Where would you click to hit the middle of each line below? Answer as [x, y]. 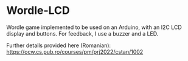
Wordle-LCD [38, 11]
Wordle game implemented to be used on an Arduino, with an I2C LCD [94, 27]
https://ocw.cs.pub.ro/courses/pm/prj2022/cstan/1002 [75, 51]
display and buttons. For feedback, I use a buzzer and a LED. [82, 33]
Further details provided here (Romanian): [59, 45]
